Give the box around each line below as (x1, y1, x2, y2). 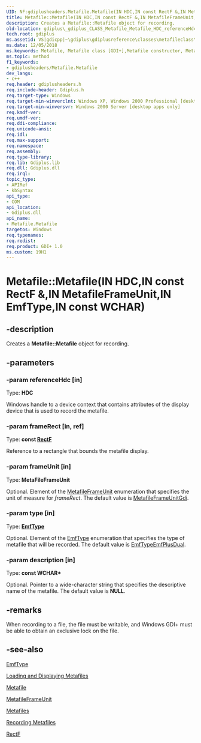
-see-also (6, 644, 44, 655)
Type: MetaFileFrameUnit (6, 476, 71, 484)
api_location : (6, 204, 42, 210)
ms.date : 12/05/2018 (6, 43, 58, 49)
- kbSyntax (6, 187, 33, 193)
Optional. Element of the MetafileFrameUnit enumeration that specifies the (6, 488, 190, 495)
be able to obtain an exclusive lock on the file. (6, 627, 119, 634)
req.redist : (6, 238, 36, 244)
